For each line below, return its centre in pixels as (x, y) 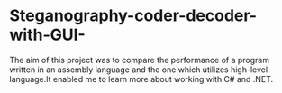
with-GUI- (47, 35)
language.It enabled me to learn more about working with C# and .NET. (141, 79)
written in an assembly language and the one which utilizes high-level (139, 70)
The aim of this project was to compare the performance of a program (140, 60)
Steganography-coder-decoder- (133, 16)
